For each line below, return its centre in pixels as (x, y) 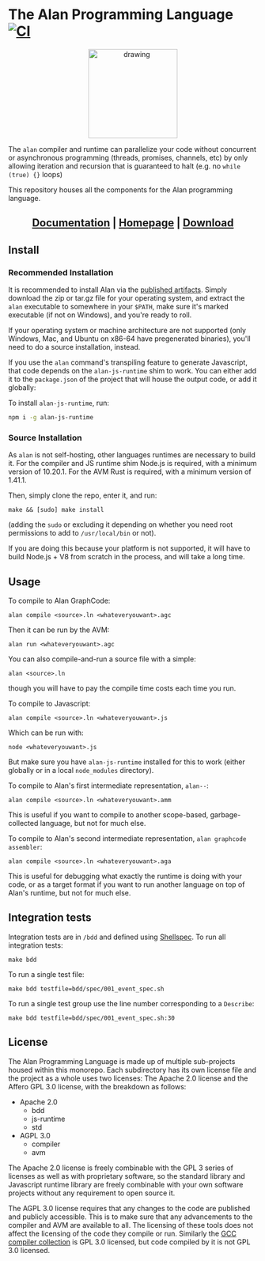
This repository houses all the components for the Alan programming (121, 189)
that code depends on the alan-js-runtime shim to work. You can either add (132, 371)
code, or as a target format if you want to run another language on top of (127, 884)
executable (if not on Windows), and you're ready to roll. (100, 315)
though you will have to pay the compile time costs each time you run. (122, 688)
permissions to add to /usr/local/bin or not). (82, 533)
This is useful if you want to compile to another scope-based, (108, 815)
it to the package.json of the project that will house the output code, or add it (132, 379)
